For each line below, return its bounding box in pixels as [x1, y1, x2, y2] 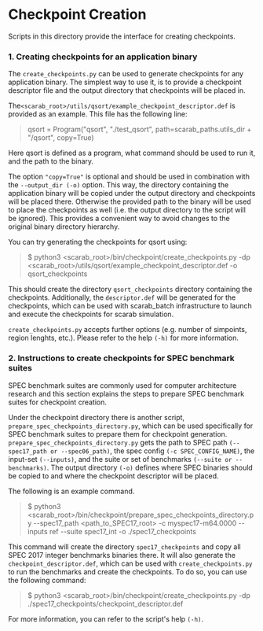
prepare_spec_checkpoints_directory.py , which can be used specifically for [8, 421, 254, 430]
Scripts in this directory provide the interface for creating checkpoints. [8, 31, 236, 41]
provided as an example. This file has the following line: [8, 109, 188, 119]
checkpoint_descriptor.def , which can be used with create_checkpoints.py [8, 559, 253, 568]
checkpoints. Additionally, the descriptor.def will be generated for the [8, 293, 236, 302]
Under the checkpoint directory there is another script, [8, 412, 185, 422]
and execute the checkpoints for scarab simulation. [8, 309, 174, 319]
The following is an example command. [8, 486, 135, 496]
